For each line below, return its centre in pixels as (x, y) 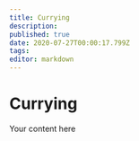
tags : (19, 51)
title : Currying (39, 18)
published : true (39, 34)
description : (34, 26)
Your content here (43, 128)
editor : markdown (42, 59)
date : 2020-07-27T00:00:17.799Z (69, 43)
